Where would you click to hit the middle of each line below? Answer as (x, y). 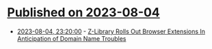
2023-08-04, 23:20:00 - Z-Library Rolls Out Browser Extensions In (111, 31)
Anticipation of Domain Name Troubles (71, 38)
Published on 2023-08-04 (84, 13)
